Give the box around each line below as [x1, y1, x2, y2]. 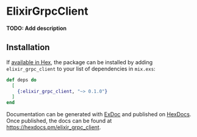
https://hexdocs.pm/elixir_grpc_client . [6, 124, 101, 131]
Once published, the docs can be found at [6, 117, 112, 125]
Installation [6, 42, 50, 53]
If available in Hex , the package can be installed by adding [6, 58, 153, 65]
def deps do [6, 76, 37, 83]
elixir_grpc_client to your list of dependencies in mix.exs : [6, 65, 156, 72]
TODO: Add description [6, 24, 67, 32]
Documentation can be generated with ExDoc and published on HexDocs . [6, 111, 192, 118]
